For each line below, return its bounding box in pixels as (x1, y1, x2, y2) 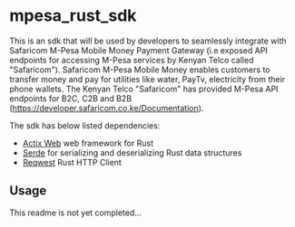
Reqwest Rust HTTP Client (22, 156, 123, 167)
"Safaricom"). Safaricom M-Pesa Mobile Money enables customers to (9, 64, 270, 75)
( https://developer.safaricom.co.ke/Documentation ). (9, 102, 204, 113)
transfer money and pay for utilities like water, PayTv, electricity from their (9, 73, 286, 84)
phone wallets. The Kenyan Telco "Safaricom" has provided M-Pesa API (9, 83, 279, 94)
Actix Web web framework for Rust (22, 137, 154, 148)
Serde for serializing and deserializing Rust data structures (22, 147, 242, 158)
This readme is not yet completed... (9, 207, 143, 218)
